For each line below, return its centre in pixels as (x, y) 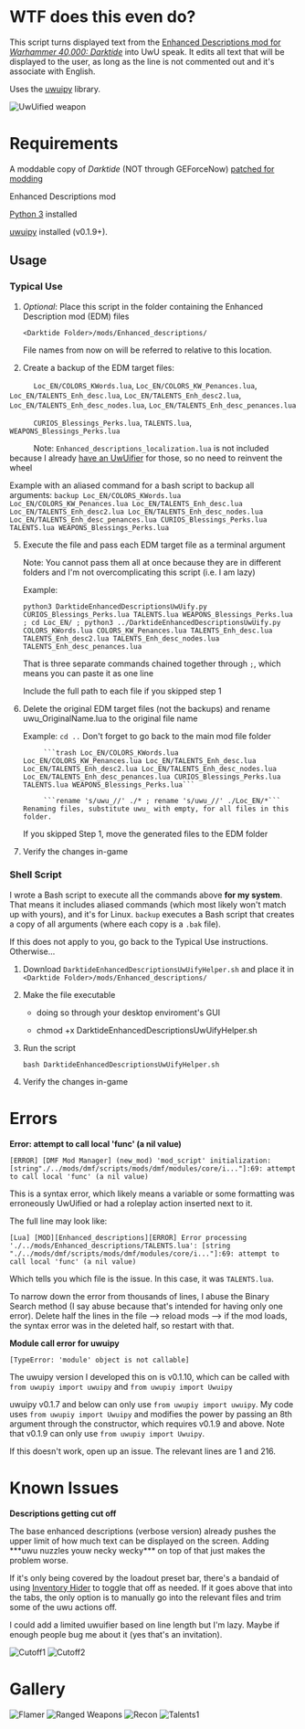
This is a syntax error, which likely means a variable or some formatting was (152, 1193)
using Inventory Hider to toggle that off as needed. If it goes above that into (151, 1587)
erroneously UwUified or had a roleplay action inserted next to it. (131, 1203)
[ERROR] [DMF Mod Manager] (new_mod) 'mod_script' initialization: (141, 1161)
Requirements (64, 144)
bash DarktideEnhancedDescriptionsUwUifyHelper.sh (121, 1065)
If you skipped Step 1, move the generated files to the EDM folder (145, 833)
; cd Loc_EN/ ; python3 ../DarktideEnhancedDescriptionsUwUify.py (152, 622)
